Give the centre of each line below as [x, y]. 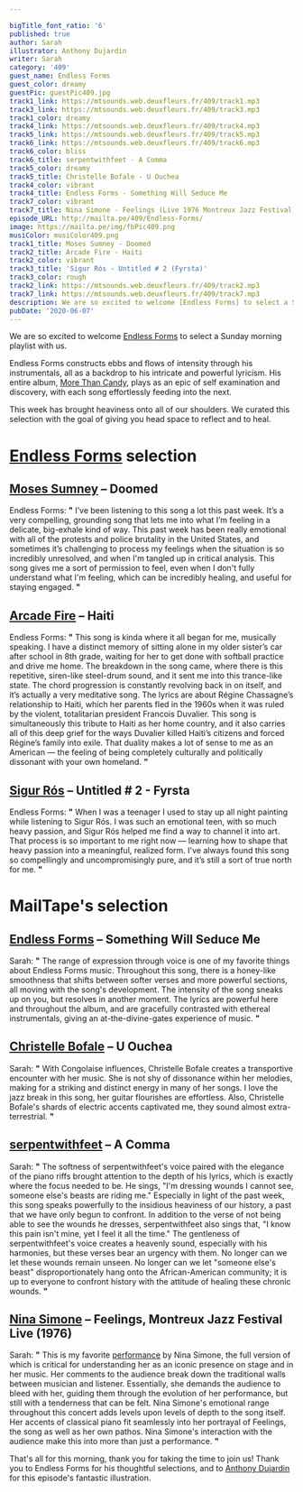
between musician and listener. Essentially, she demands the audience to [145, 1384]
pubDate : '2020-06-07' [52, 311]
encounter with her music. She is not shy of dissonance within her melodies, [151, 1078]
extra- [280, 1107]
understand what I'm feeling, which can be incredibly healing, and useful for [151, 577]
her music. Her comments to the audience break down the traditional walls [147, 1374]
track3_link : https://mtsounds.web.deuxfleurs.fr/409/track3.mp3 [134, 109]
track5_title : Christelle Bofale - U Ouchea [94, 177]
